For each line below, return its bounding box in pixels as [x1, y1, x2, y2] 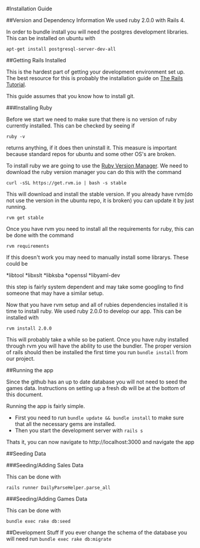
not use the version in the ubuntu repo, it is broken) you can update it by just [6, 197, 194, 204]
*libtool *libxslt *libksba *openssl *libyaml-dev [6, 272, 121, 279]
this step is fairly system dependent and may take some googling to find [6, 284, 184, 290]
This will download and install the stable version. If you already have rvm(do [6, 191, 193, 197]
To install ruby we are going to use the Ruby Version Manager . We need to [6, 162, 189, 169]
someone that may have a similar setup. [6, 290, 104, 297]
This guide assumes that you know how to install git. [6, 93, 136, 99]
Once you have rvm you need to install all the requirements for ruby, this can [6, 226, 194, 232]
